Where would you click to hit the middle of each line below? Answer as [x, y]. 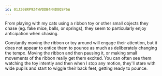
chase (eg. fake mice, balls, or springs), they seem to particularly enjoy [76, 28]
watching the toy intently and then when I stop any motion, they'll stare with [80, 63]
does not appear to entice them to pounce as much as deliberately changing [81, 48]
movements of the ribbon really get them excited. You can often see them [78, 58]
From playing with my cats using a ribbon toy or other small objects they [77, 23]
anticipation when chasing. [32, 33]
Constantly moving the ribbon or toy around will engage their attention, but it [81, 43]
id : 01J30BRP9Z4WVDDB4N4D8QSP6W [37, 9]
